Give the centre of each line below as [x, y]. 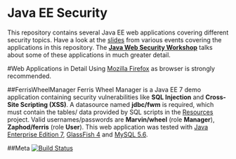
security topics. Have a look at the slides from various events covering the [114, 39]
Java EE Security [57, 13]
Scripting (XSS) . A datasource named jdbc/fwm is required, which [117, 104]
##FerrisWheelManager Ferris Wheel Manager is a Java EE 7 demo [104, 89]
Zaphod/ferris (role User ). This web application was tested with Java [108, 127]
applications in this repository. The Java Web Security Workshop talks [110, 47]
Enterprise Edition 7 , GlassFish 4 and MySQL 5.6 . [78, 134]
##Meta [19, 148]
